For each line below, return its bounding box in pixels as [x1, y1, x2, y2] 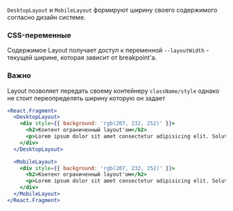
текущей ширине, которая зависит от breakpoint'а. [7, 53, 157, 62]
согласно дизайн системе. [7, 13, 86, 21]
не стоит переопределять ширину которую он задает [7, 93, 166, 102]
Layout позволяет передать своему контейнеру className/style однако [7, 86, 220, 95]
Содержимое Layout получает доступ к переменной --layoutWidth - [7, 46, 209, 55]
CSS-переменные [7, 30, 71, 40]
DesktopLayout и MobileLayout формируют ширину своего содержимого [7, 6, 218, 14]
